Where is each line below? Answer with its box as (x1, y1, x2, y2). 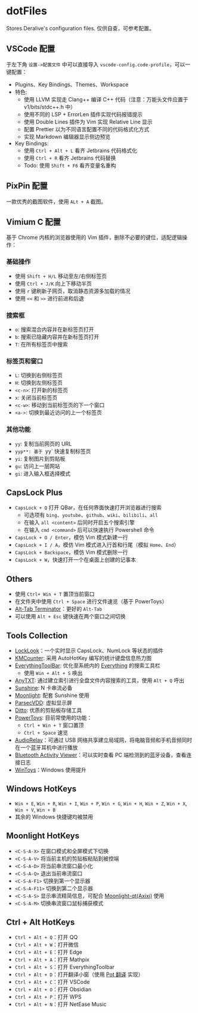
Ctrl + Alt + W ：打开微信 (14, 941, 79, 949)
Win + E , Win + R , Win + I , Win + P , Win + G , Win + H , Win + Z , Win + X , (14, 800, 187, 807)
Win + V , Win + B (14, 806, 56, 813)
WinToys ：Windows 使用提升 (14, 766, 86, 773)
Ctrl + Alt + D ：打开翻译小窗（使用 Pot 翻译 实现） (14, 971, 144, 978)
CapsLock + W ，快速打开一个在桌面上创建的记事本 (14, 556, 136, 563)
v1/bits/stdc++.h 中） (23, 103, 76, 110)
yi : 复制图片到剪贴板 (14, 455, 66, 462)
